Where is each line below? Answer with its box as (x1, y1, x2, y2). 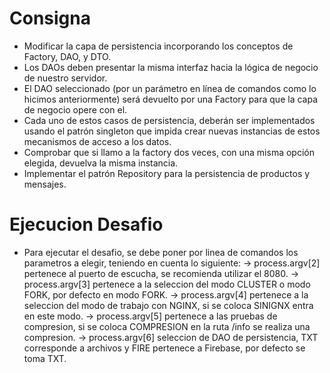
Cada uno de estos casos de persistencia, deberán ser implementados (23, 114, 316, 126)
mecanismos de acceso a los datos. (23, 135, 172, 147)
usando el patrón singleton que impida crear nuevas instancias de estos (23, 125, 321, 137)
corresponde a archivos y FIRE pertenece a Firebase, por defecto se (23, 342, 306, 354)
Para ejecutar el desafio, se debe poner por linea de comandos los (23, 246, 299, 258)
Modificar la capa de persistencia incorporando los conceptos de (23, 40, 294, 52)
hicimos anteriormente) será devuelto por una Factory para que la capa (23, 93, 318, 105)
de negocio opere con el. (23, 103, 128, 116)
